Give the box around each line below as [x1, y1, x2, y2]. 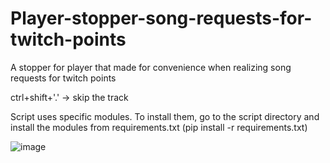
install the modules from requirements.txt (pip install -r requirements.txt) [10, 121, 308, 133]
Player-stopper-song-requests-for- [10, 7, 313, 30]
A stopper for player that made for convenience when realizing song [10, 61, 292, 73]
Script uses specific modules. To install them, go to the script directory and [10, 110, 320, 122]
